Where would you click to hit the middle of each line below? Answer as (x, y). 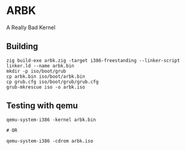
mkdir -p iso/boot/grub (36, 71)
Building (22, 46)
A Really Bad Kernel (31, 27)
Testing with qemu (42, 106)
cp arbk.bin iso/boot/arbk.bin (46, 77)
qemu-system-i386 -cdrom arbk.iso (50, 141)
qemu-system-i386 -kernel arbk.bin (51, 120)
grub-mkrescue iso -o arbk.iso (46, 87)
